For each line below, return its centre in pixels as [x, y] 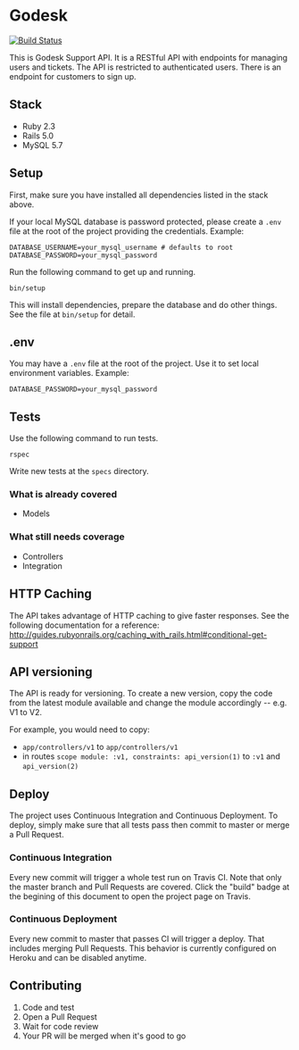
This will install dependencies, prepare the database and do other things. [143, 304]
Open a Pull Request [60, 1017]
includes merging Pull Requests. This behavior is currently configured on [143, 948]
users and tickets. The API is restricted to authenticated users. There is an [145, 67]
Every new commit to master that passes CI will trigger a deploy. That [137, 938]
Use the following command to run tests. [84, 438]
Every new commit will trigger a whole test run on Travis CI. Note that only [146, 877]
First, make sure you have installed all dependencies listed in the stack [139, 195]
